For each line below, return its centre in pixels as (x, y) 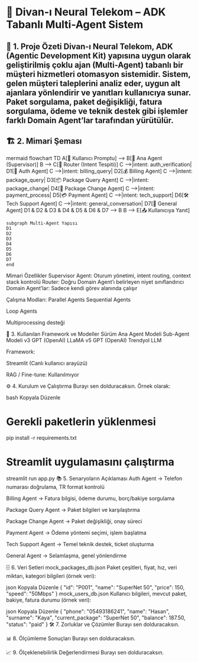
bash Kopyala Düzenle (33, 398)
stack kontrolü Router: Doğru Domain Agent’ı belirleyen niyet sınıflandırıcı (95, 282)
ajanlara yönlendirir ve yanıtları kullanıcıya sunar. (98, 93)
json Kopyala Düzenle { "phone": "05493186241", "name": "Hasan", (88, 612)
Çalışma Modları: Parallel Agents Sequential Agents (69, 300)
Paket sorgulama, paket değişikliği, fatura (84, 102)
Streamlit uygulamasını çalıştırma (90, 462)
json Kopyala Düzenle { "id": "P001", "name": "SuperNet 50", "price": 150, (95, 588)
